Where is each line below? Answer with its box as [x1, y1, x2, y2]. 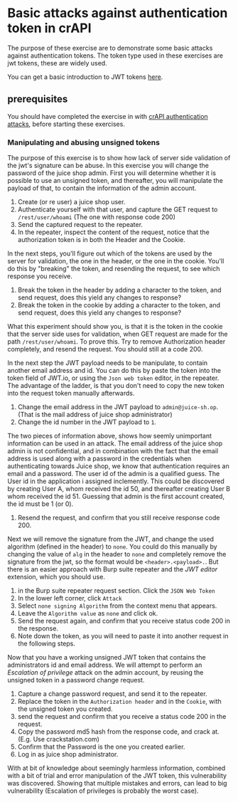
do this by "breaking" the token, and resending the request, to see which [7, 265, 220, 273]
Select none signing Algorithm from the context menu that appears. [17, 601, 217, 610]
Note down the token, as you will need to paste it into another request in [17, 632, 229, 640]
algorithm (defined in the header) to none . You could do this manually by [7, 542, 218, 551]
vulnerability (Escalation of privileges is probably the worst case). [7, 786, 199, 795]
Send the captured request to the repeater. [17, 221, 144, 229]
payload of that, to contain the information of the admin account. [7, 184, 197, 193]
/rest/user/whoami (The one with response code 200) [17, 213, 176, 221]
